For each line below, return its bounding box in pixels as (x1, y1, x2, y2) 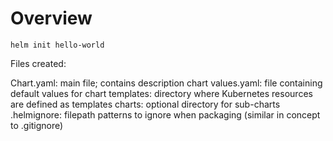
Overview (10, 7, 93, 30)
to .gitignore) (10, 119, 64, 131)
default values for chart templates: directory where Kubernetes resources (10, 87, 313, 99)
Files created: (10, 57, 67, 69)
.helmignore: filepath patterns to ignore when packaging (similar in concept (10, 108, 321, 121)
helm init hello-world (10, 40, 105, 50)
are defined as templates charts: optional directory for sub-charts (10, 98, 281, 110)
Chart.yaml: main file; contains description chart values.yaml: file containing (10, 77, 323, 89)
